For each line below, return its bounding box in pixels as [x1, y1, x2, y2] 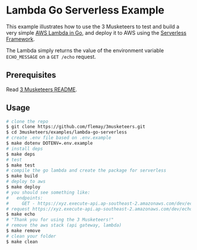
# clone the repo [6, 118, 49, 124]
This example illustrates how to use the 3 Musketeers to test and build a [6, 23, 180, 30]
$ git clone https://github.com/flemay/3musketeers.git [6, 124, 145, 130]
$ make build [6, 173, 38, 179]
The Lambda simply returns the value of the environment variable [6, 46, 164, 54]
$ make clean [6, 239, 38, 245]
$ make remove [6, 228, 41, 234]
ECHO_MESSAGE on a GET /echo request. [6, 53, 96, 60]
